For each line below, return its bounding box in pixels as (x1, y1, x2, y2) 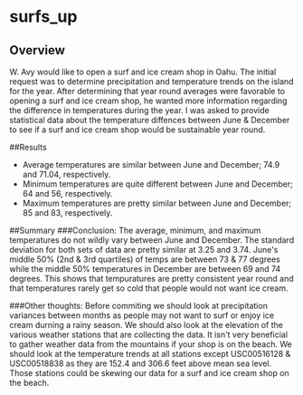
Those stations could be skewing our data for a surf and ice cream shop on (9, 368, 289, 378)
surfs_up (9, 6, 78, 27)
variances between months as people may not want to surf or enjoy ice (9, 310, 274, 321)
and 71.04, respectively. (22, 169, 111, 179)
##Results (9, 142, 47, 152)
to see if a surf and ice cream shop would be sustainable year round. (9, 124, 266, 135)
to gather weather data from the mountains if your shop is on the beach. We (9, 339, 292, 350)
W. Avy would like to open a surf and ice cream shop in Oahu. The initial (9, 66, 277, 77)
